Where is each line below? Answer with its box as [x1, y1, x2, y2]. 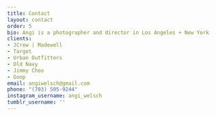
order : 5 [7, 23, 32, 29]
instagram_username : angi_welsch [7, 93, 103, 100]
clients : [7, 35, 32, 42]
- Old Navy [7, 61, 38, 68]
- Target [7, 48, 32, 55]
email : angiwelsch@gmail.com [7, 80, 90, 87]
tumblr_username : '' [7, 99, 66, 106]
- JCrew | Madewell [7, 42, 63, 48]
